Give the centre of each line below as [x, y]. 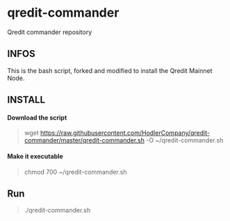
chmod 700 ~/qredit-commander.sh [75, 172]
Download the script [37, 117]
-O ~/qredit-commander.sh [184, 140]
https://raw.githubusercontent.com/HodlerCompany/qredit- [125, 133]
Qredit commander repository [50, 32]
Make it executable [35, 156]
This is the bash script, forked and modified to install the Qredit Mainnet [110, 70]
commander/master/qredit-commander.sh [84, 140]
